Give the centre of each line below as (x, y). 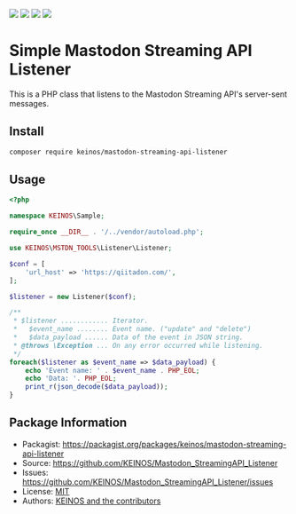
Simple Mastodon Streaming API (131, 51)
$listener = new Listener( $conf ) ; (73, 297)
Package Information (68, 423)
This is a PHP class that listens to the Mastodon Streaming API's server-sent (148, 94)
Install (27, 132)
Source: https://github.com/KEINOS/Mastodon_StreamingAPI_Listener (150, 463)
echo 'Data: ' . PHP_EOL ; (71, 379)
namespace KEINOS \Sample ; (57, 216)
